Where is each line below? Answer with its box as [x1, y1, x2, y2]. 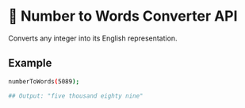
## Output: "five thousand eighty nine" [8, 91, 144, 100]
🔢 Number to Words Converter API [8, 7, 238, 25]
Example [8, 56, 52, 70]
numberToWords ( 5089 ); [8, 77, 80, 86]
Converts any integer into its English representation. [8, 33, 178, 43]
